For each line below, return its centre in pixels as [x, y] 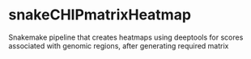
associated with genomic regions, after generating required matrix [119, 45]
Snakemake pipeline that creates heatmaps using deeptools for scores [126, 37]
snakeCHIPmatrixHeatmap [100, 15]
